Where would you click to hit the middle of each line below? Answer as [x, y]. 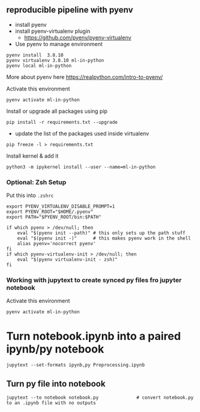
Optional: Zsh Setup [36, 182]
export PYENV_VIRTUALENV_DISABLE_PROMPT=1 [61, 207]
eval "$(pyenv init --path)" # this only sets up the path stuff [102, 233]
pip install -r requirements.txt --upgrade [62, 122]
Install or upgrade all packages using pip [57, 111]
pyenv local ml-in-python [39, 66]
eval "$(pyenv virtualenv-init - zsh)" [68, 260]
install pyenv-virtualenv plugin [53, 31]
